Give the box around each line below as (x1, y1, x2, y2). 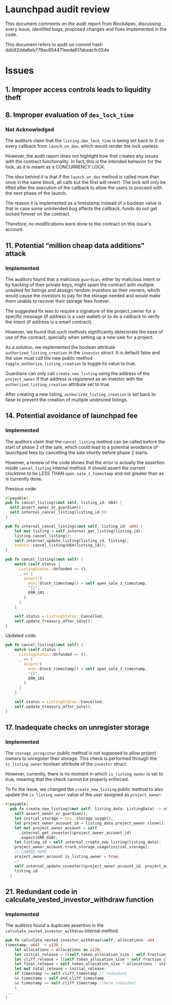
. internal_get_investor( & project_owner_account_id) (18, 830, 132, 835)
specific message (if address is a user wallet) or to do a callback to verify (5, 313, 160, 319)
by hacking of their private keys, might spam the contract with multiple (5, 281, 155, 288)
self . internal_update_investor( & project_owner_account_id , (14, 864, 143, 869)
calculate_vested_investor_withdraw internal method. (5, 928, 119, 934)
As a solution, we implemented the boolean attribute (5, 344, 116, 350)
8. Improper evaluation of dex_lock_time (5, 110, 134, 119)
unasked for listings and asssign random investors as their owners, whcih (5, 287, 160, 293)
